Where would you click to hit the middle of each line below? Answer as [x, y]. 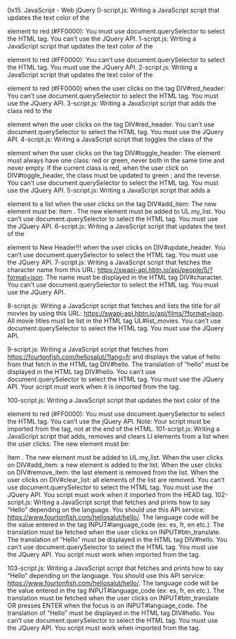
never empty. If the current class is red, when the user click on [98, 168]
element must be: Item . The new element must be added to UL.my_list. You [117, 211]
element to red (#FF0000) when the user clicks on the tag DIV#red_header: [117, 88]
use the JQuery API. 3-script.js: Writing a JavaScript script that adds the [112, 103]
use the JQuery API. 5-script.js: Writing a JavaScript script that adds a [109, 190]
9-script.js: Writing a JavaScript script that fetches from [88, 349]
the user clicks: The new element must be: [68, 444]
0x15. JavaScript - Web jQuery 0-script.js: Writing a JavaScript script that [113, 10]
